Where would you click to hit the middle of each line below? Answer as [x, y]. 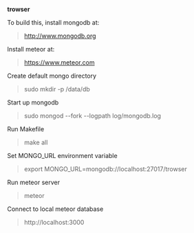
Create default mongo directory [52, 76]
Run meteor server [34, 182]
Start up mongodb [33, 102]
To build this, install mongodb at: [53, 22]
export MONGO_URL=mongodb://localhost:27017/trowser [105, 169]
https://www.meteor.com [59, 63]
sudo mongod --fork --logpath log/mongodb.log [93, 116]
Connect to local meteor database [55, 209]
